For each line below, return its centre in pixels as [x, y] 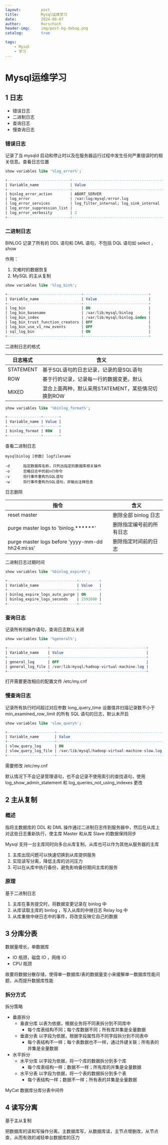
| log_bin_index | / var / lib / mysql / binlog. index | [78, 318]
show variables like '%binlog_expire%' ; [48, 571]
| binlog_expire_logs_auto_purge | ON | [53, 595]
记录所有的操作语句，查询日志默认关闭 [44, 630]
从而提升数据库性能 [33, 980]
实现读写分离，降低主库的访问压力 [47, 861]
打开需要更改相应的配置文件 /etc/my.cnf [46, 681]
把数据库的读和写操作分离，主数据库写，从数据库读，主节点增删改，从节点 [82, 1131]
